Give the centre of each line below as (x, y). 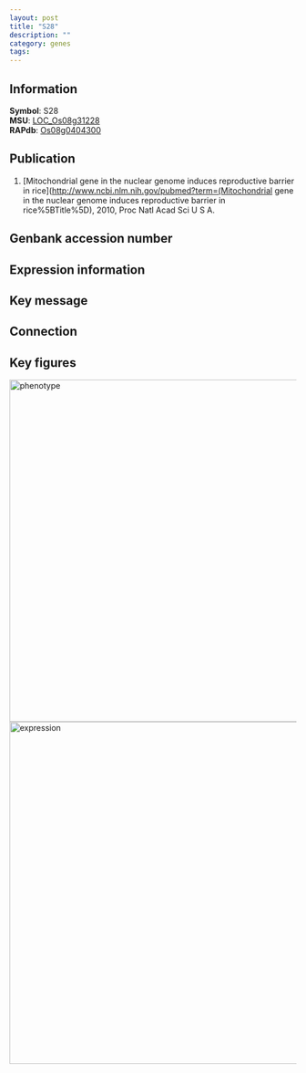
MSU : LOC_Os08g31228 (55, 120)
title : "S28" (34, 26)
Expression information (77, 270)
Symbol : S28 (34, 110)
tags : (20, 52)
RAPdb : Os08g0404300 (56, 130)
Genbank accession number (91, 239)
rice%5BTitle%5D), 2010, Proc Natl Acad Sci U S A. (119, 210)
